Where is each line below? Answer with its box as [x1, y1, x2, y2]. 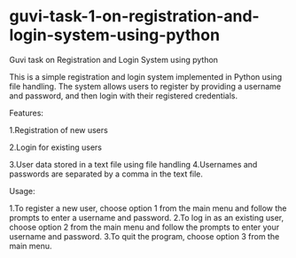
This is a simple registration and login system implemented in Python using [9, 71, 283, 82]
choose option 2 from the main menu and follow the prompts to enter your [9, 222, 280, 232]
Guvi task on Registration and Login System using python [9, 54, 219, 65]
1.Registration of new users [9, 124, 108, 135]
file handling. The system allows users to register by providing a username [9, 81, 282, 91]
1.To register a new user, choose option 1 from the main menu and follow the [9, 202, 287, 214]
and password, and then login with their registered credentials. [9, 90, 238, 101]
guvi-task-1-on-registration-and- [9, 6, 260, 27]
